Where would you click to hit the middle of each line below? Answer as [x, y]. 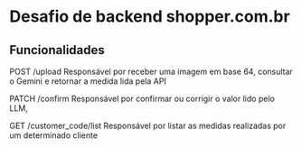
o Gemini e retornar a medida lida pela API [88, 81]
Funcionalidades [57, 50]
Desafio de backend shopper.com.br [150, 17]
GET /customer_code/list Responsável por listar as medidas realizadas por [148, 125]
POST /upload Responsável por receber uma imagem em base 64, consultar [151, 71]
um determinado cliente [53, 135]
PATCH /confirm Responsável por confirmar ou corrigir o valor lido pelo [142, 98]
